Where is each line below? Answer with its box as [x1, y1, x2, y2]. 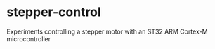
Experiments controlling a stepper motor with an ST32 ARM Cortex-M [6, 27, 208, 36]
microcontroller [6, 34, 51, 43]
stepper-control [6, 4, 101, 20]
